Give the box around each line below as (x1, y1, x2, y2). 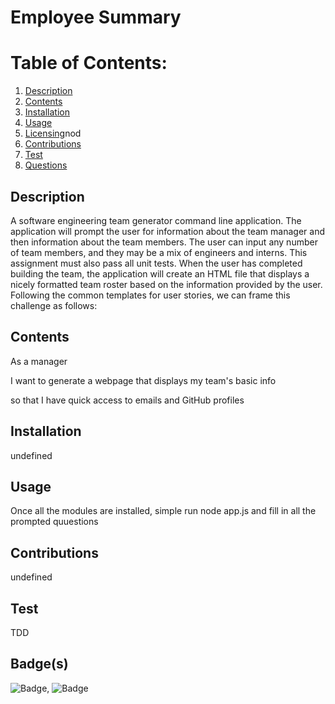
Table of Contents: (10, 52, 168, 75)
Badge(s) (10, 656, 69, 673)
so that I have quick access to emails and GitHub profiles (10, 394, 245, 406)
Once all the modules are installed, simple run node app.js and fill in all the (10, 505, 317, 517)
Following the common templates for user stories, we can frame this (10, 289, 291, 301)
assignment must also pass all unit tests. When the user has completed (10, 257, 303, 269)
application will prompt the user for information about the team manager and (10, 225, 325, 237)
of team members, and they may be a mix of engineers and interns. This (10, 246, 308, 258)
